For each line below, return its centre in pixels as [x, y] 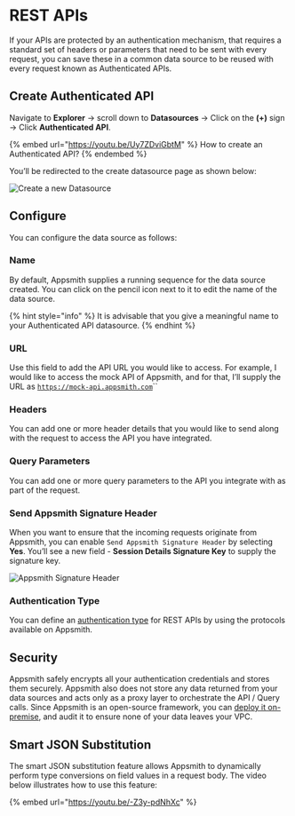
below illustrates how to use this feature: [84, 784]
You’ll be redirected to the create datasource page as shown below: [133, 170]
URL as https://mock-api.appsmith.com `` [84, 386]
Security [33, 658]
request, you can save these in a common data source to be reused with [141, 59]
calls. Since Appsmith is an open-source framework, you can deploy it [138, 708]
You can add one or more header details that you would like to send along [144, 429]
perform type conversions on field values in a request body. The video [138, 775]
